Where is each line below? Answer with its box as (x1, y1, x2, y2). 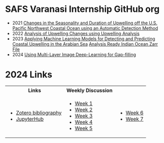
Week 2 (75, 106, 93, 113)
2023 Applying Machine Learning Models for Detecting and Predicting (12, 36, 156, 42)
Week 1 (75, 100, 93, 107)
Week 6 (125, 109, 144, 116)
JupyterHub (16, 115, 44, 122)
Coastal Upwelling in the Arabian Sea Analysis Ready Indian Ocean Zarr (12, 41, 158, 47)
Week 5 (75, 125, 93, 132)
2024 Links (5, 69, 53, 80)
